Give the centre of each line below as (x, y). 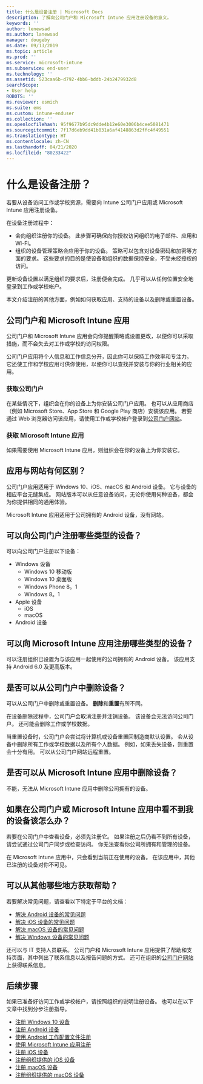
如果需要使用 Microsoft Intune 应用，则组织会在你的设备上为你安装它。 (95, 450)
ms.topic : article (29, 52)
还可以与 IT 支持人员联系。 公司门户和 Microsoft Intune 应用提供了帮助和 (97, 949)
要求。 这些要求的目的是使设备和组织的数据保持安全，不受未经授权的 (111, 259)
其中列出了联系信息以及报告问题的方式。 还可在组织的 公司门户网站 (110, 957)
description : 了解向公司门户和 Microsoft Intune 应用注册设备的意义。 (89, 18)
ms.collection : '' (29, 119)
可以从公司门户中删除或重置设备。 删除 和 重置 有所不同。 (76, 703)
